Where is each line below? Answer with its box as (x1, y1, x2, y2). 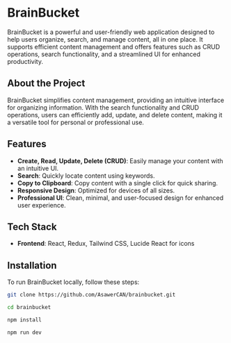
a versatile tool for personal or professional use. (7, 118, 145, 126)
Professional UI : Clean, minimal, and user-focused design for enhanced (17, 193, 224, 202)
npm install (7, 316, 42, 324)
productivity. (7, 57, 44, 65)
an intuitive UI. (17, 164, 59, 172)
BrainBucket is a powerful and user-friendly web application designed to (7, 28, 215, 36)
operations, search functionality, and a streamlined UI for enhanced (7, 50, 200, 58)
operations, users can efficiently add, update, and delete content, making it (7, 110, 223, 119)
